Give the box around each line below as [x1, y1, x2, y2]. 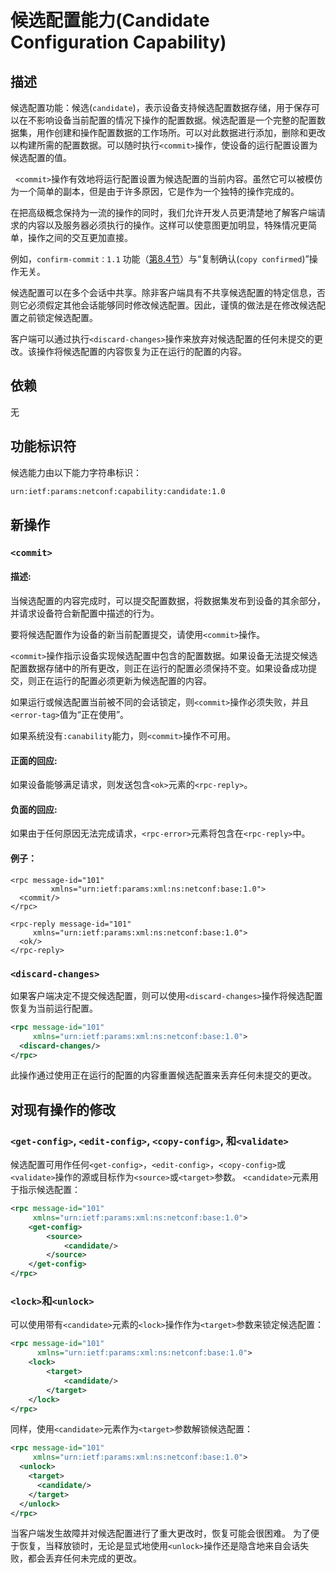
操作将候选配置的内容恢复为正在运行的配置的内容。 [36, 346, 247, 357]
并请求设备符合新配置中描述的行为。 [10, 607, 160, 620]
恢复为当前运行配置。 [10, 1002, 98, 1014]
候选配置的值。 [10, 152, 72, 163]
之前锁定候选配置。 [18, 312, 98, 323]
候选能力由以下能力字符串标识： [10, 466, 142, 478]
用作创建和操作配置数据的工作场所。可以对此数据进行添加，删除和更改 [36, 127, 326, 138]
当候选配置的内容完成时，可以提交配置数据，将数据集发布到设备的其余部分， [10, 595, 326, 607]
